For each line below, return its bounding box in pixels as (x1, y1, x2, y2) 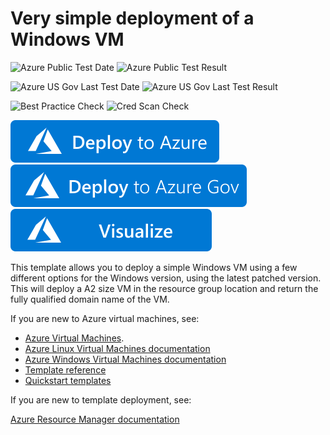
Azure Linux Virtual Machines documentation (24, 342, 211, 354)
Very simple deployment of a (10, 7, 255, 30)
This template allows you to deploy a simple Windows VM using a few (10, 261, 298, 273)
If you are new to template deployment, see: (10, 393, 192, 406)
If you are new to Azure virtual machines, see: (10, 312, 200, 324)
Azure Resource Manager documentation (10, 413, 180, 425)
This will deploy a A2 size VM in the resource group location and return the (10, 282, 319, 294)
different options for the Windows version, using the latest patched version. (10, 272, 322, 284)
